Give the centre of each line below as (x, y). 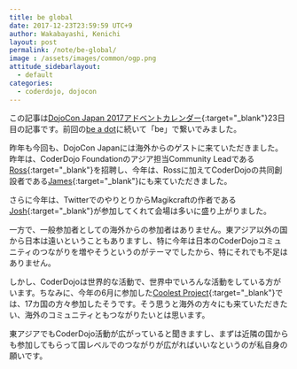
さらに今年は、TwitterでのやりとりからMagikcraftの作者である (123, 199)
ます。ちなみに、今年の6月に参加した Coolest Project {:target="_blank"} (146, 292)
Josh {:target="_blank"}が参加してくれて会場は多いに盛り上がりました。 (141, 211)
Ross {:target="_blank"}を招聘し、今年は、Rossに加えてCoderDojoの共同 (142, 170)
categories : (31, 83)
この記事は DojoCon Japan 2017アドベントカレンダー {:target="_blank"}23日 (147, 118)
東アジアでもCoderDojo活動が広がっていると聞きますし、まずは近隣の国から (149, 334)
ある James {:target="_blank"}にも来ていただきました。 (132, 181)
